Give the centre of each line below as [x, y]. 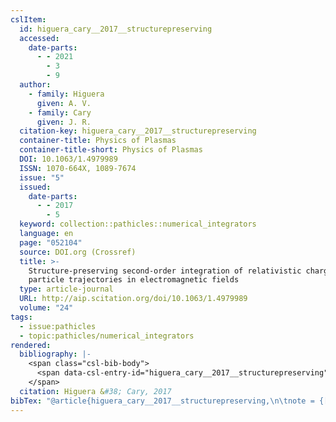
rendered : [31, 345]
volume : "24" [46, 308]
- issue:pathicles [58, 326]
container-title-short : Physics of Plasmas [111, 150]
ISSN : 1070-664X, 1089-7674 [78, 168]
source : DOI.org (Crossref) [78, 252]
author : [35, 85]
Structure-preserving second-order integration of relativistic [165, 271]
